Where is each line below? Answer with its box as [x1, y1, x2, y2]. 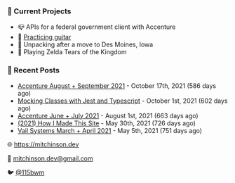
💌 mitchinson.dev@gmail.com [7, 154, 93, 163]
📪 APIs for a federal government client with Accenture [17, 23, 176, 31]
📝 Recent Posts [7, 65, 60, 75]
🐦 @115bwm [7, 168, 45, 177]
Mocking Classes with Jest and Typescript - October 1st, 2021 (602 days [17, 96, 228, 105]
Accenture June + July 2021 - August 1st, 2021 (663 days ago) [17, 111, 199, 120]
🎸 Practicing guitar [17, 33, 72, 42]
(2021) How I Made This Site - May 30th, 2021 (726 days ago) [17, 119, 196, 127]
